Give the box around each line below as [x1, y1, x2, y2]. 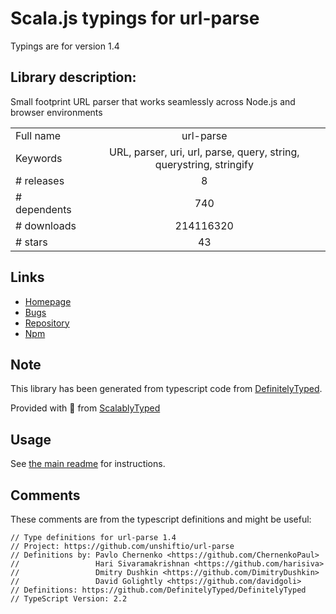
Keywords [15, 151, 63, 165]
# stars [15, 235, 48, 249]
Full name [15, 128, 62, 142]
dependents [15, 202, 72, 216]
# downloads [15, 218, 77, 232]
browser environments [10, 106, 103, 118]
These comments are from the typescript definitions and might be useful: [10, 513, 312, 525]
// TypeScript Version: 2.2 [10, 594, 128, 604]
